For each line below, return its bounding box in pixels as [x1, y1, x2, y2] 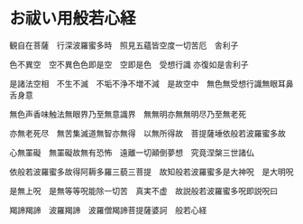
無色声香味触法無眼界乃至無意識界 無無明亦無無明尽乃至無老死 [9, 108, 246, 119]
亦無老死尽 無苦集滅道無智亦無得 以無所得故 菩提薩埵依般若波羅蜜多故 [9, 127, 286, 138]
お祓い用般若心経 [9, 8, 137, 29]
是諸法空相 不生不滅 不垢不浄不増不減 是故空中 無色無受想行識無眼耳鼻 [9, 78, 294, 89]
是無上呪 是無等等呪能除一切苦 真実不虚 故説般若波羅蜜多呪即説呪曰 [9, 185, 278, 196]
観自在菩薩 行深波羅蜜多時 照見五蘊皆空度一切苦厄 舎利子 [9, 40, 239, 51]
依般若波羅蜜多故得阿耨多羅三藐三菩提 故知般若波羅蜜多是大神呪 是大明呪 [9, 166, 294, 177]
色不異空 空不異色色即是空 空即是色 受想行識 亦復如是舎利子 [9, 59, 249, 70]
